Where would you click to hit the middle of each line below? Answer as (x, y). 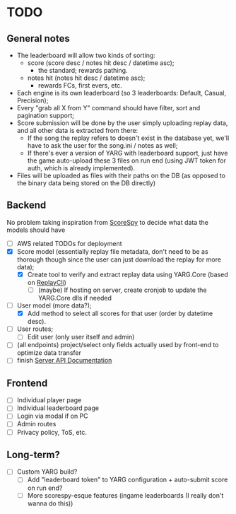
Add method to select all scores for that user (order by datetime (120, 314)
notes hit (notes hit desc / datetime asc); (86, 78)
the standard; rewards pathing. (83, 70)
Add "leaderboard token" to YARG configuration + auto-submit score (128, 480)
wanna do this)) (50, 503)
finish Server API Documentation (64, 361)
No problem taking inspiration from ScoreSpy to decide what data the (108, 222)
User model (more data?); (54, 305)
